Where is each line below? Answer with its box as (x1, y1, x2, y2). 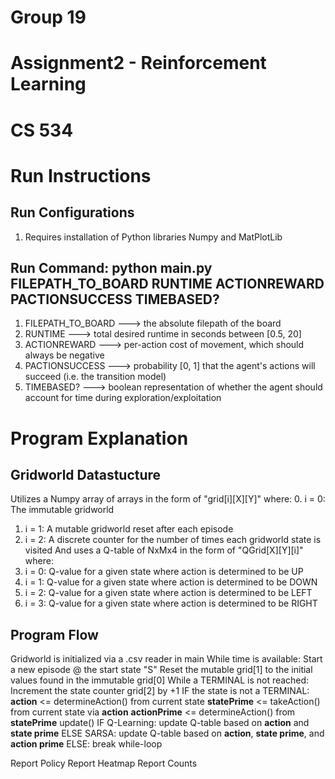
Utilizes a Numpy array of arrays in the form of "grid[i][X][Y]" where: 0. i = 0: (10, 493, 326, 505)
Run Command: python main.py (10, 259, 213, 276)
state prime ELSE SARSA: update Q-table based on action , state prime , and (10, 727, 325, 740)
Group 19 (10, 6, 87, 29)
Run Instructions (10, 164, 152, 187)
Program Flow (10, 626, 99, 643)
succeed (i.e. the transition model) (24, 371, 167, 383)
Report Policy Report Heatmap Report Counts (10, 757, 198, 770)
